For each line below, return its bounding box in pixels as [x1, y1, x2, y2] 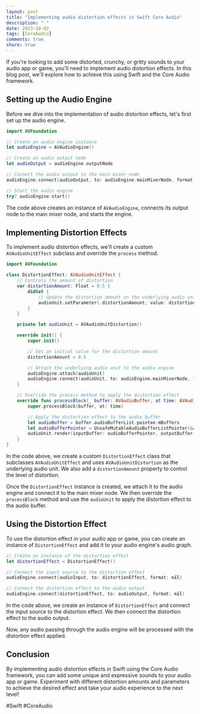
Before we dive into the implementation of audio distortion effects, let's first [6, 110, 192, 117]
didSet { [27, 288, 49, 295]
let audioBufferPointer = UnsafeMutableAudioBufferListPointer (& [27, 425, 193, 431]
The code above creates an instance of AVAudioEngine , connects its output [6, 204, 189, 211]
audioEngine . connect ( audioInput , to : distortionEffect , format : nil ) [6, 575, 183, 581]
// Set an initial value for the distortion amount [27, 348, 159, 354]
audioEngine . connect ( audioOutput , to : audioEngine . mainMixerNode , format [6, 177, 193, 183]
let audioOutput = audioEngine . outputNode [6, 161, 113, 167]
